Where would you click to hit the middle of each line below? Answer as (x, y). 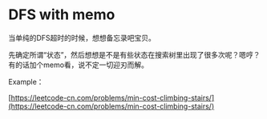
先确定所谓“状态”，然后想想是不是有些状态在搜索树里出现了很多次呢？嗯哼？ (134, 54)
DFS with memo (62, 15)
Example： (26, 81)
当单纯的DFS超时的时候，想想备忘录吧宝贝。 (82, 38)
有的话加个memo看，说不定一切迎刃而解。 (79, 65)
